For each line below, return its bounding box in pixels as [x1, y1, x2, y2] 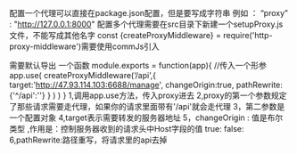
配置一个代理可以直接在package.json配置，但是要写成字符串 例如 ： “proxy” [9, 8, 288, 18]
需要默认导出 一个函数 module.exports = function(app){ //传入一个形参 [9, 61, 268, 70]
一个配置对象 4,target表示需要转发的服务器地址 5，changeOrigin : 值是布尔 [9, 112, 284, 123]
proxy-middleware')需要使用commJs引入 [9, 41, 161, 52]
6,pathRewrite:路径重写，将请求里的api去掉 [9, 134, 168, 145]
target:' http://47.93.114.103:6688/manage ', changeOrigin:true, [9, 79, 235, 90]
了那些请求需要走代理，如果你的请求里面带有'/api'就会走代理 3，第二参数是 [9, 101, 285, 111]
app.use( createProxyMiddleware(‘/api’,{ [9, 70, 156, 80]
